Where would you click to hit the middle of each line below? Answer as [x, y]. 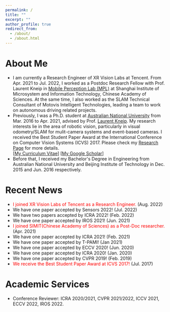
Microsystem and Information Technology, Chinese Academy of [79, 94]
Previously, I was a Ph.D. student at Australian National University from [87, 116]
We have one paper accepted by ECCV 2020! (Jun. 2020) [73, 247]
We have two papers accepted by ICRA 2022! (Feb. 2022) [73, 215]
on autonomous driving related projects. [54, 110]
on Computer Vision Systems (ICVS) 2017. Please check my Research [86, 143]
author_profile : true [28, 24]
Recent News [34, 190]
